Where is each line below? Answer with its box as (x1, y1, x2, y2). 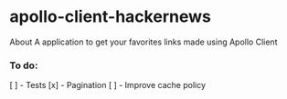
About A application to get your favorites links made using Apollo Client (9, 36, 278, 47)
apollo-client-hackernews (9, 6, 212, 27)
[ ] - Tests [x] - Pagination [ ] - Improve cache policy (9, 80, 207, 91)
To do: (9, 59, 38, 72)
